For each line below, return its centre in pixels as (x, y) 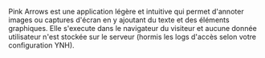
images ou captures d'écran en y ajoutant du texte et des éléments (119, 20)
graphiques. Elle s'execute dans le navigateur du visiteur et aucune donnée (132, 28)
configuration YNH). (41, 45)
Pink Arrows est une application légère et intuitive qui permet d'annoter (126, 12)
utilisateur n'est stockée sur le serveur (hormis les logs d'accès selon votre (132, 37)
